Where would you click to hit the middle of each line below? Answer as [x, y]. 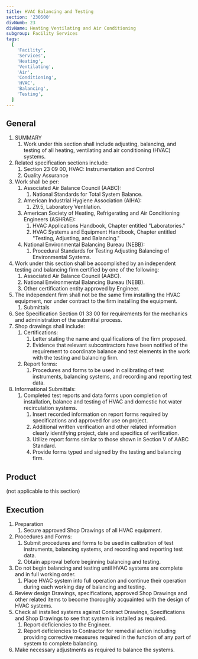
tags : [13, 39]
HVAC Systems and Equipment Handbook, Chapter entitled [104, 232]
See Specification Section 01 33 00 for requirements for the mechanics [101, 314]
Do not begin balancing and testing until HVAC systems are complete [99, 568]
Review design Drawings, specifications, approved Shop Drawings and [101, 593]
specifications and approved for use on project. [90, 421]
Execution [25, 510]
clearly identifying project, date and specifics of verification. [106, 433]
